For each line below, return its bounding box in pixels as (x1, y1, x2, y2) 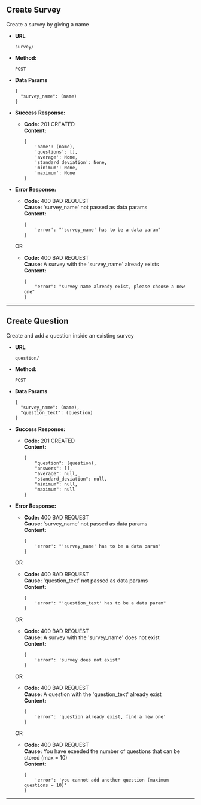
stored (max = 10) (23, 754, 68, 761)
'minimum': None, (35, 165, 78, 171)
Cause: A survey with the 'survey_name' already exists (23, 260, 160, 268)
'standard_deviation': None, (35, 159, 108, 165)
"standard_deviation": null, (35, 476, 108, 482)
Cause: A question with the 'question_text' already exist (23, 691, 162, 698)
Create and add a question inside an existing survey (6, 332, 135, 339)
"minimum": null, (35, 481, 78, 487)
